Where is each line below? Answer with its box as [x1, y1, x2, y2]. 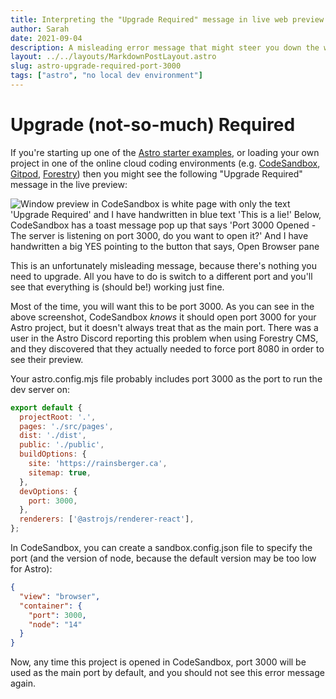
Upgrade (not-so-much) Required [10, 114, 296, 136]
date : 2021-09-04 [10, 33, 83, 43]
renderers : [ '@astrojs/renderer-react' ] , [19, 514, 195, 525]
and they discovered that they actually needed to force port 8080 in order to [10, 342, 325, 355]
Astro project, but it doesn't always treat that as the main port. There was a [10, 321, 319, 333]
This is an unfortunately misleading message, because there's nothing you [10, 259, 318, 271]
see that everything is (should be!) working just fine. [10, 281, 225, 293]
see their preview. [10, 353, 84, 365]
